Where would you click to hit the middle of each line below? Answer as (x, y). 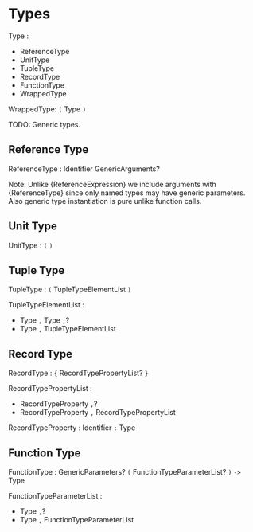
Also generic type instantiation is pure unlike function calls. (105, 201)
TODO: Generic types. (45, 124)
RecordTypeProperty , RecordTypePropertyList (98, 413)
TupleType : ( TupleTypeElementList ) (70, 289)
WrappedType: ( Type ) (47, 109)
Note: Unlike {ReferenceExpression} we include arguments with (112, 184)
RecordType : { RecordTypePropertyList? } (78, 373)
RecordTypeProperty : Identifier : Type (72, 428)
